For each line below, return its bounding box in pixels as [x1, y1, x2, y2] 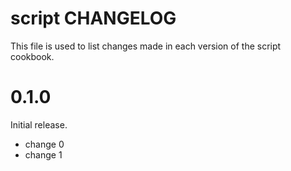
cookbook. [10, 50, 55, 62]
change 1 [24, 148, 63, 161]
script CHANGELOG [10, 7, 177, 30]
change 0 [24, 138, 65, 150]
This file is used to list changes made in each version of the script [10, 40, 282, 52]
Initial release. [10, 118, 68, 131]
